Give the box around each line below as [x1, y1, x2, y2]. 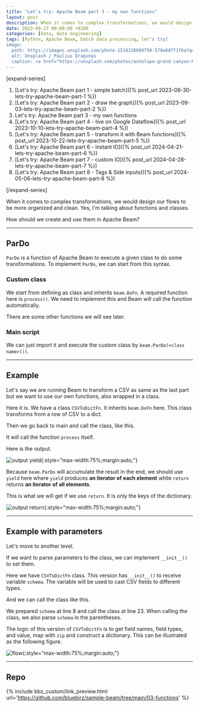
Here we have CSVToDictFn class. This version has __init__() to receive [6, 571, 182, 579]
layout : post [6, 14, 38, 20]
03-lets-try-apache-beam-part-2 [14, 105, 96, 112]
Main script [6, 328, 40, 336]
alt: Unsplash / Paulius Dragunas [11, 53, 97, 59]
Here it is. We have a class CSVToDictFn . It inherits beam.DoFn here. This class [6, 404, 192, 411]
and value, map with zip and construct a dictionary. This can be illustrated [6, 631, 187, 639]
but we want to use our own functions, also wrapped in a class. [6, 392, 161, 400]
